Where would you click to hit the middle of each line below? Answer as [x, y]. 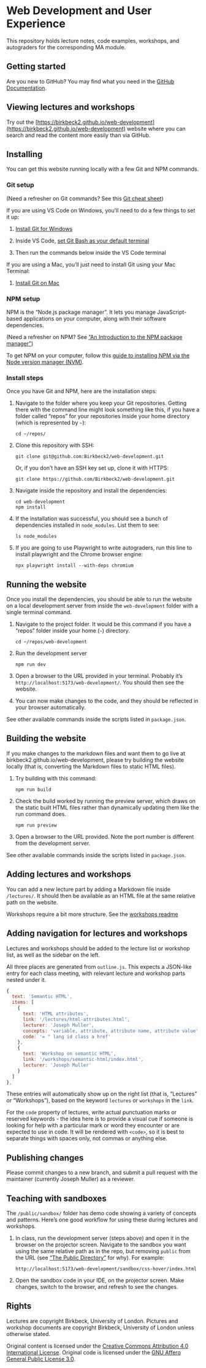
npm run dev [30, 665]
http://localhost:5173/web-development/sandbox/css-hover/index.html [106, 1269]
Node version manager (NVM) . [45, 362]
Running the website [47, 584]
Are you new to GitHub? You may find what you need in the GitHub [90, 81]
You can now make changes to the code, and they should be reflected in [107, 701]
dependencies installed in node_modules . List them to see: [87, 525]
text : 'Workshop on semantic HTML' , [69, 1054]
